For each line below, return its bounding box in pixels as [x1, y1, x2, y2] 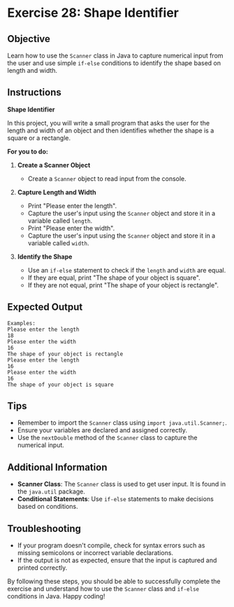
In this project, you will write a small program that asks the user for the [7, 118, 210, 127]
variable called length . [27, 216, 93, 225]
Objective [7, 33, 51, 45]
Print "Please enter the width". [27, 224, 115, 232]
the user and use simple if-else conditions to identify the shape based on [7, 59, 221, 67]
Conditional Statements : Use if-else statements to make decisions [17, 495, 214, 503]
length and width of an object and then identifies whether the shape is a [7, 126, 214, 135]
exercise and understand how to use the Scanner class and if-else [7, 585, 200, 593]
